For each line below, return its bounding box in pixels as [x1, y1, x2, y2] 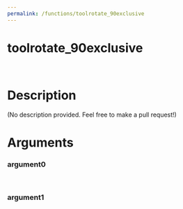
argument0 [7, 159, 47, 169]
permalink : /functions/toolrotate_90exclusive [7, 10, 145, 17]
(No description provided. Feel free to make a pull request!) [7, 110, 177, 119]
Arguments [7, 135, 74, 150]
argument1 [7, 192, 45, 202]
